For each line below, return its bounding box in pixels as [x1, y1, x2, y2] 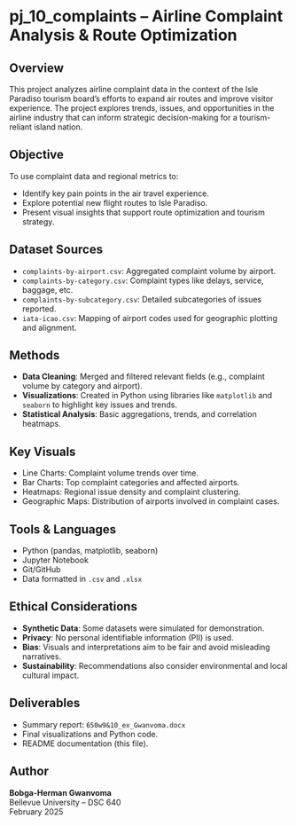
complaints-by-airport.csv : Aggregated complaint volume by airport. [21, 265, 277, 276]
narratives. [21, 650, 62, 662]
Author [9, 764, 49, 779]
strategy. [21, 216, 55, 227]
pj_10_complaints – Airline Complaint [9, 6, 284, 27]
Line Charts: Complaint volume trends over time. [21, 468, 199, 478]
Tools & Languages [9, 522, 117, 537]
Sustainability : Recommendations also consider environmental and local [21, 660, 288, 671]
